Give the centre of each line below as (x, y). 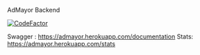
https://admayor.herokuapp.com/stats (61, 44)
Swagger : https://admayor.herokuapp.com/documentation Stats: (100, 36)
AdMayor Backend (34, 10)
